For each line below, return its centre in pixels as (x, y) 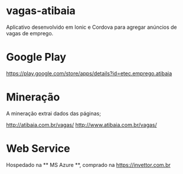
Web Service (38, 149)
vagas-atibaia (41, 11)
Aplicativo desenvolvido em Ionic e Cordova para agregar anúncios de (91, 27)
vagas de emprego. (30, 33)
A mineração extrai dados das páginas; (54, 113)
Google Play (36, 57)
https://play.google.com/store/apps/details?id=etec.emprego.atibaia (89, 73)
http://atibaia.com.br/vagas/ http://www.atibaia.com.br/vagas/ (82, 125)
